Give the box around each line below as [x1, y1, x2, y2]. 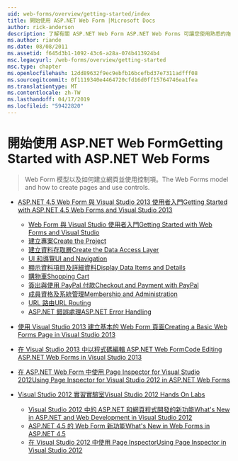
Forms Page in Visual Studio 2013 [17, 330, 115, 338]
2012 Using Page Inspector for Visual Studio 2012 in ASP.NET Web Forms [17, 375, 230, 384]
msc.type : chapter [7, 63, 62, 70]
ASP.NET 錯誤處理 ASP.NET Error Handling [28, 307, 152, 316]
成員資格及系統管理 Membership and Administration [28, 290, 178, 298]
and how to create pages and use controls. [24, 183, 150, 191]
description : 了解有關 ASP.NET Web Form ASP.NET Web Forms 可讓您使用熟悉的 [7, 30, 227, 38]
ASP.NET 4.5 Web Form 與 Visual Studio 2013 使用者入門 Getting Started [17, 198, 228, 206]
